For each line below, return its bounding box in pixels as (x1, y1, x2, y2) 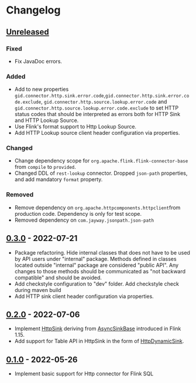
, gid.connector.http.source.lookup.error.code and (40, 98, 167, 106)
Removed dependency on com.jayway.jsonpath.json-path (14, 216, 154, 223)
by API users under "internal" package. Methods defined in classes (14, 255, 177, 262)
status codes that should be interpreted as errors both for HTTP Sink (14, 111, 180, 118)
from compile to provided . (14, 164, 76, 171)
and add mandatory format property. (14, 176, 103, 183)
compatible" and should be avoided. (14, 274, 102, 281)
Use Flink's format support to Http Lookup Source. (14, 123, 136, 130)
